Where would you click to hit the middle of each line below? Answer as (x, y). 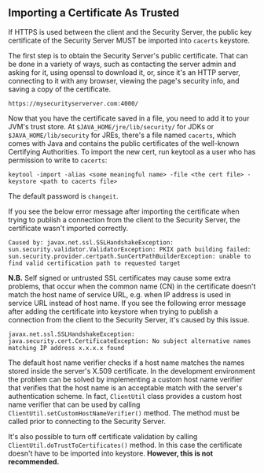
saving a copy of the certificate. (60, 89)
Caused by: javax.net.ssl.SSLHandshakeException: (91, 242)
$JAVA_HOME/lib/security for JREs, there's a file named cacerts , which (122, 135)
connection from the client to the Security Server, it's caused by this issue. (129, 319)
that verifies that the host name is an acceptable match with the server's (125, 387)
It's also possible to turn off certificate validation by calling (103, 436)
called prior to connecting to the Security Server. (87, 421)
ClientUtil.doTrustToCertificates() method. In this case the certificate (125, 445)
